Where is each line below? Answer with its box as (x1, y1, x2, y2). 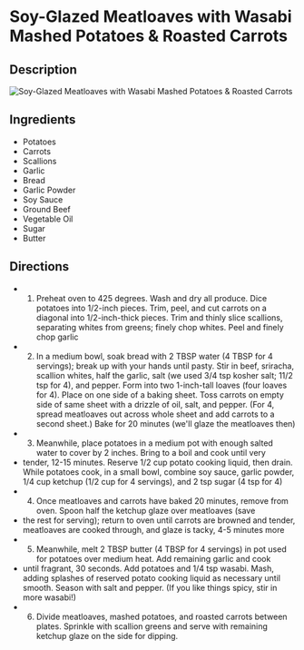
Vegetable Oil (22, 213, 74, 224)
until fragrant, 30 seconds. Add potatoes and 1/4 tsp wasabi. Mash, (22, 563, 275, 574)
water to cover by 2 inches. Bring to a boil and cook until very (35, 447, 266, 458)
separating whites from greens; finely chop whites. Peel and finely (35, 321, 284, 332)
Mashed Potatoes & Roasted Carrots (9, 25, 289, 46)
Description (9, 62, 77, 77)
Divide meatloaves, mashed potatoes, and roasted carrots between (35, 611, 288, 622)
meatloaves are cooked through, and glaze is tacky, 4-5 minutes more (22, 524, 285, 535)
